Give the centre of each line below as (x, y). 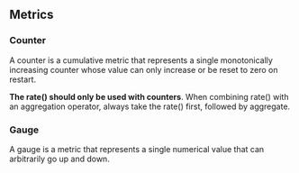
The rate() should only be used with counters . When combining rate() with (149, 96)
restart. (23, 79)
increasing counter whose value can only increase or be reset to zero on (144, 69)
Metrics (32, 15)
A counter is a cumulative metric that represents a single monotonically (141, 60)
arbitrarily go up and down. (59, 159)
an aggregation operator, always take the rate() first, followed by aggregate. (150, 106)
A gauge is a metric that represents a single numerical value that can (137, 149)
